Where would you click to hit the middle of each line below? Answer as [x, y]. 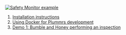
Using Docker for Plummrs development [53, 22]
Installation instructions [36, 17]
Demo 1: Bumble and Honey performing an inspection [66, 27]
